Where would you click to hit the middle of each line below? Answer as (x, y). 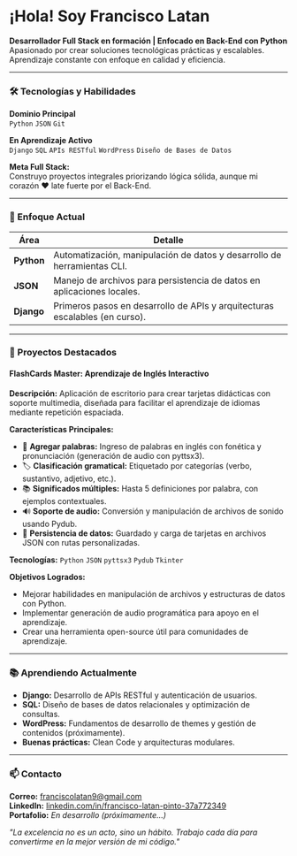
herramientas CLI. (90, 265)
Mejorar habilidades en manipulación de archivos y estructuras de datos (153, 593)
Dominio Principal (42, 114)
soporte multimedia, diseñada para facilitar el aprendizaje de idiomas (135, 402)
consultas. (41, 714)
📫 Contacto (35, 774)
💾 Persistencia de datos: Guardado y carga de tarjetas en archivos (144, 533)
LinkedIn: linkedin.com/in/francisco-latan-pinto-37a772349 (118, 806)
